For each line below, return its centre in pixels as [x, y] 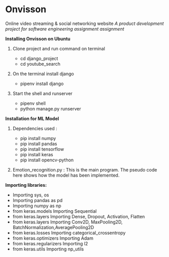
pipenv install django [42, 83]
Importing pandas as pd [37, 200]
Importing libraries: [26, 185]
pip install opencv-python [47, 160]
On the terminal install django [43, 74]
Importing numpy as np [37, 206]
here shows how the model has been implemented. [66, 175]
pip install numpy [38, 138]
